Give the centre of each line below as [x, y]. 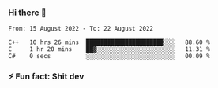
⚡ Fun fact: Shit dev [46, 76]
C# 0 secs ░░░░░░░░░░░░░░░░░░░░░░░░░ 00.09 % [109, 57]
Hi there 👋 [28, 13]
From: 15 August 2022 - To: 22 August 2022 [81, 29]
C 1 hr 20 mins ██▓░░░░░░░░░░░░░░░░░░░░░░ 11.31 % [109, 49]
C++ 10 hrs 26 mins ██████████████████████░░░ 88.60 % [109, 42]
